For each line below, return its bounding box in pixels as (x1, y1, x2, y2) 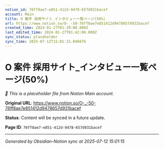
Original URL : (5, 100, 33, 106)
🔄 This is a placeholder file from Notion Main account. (5, 90, 114, 96)
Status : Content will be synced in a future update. (5, 115, 105, 121)
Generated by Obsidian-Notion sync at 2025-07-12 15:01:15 (5, 138, 125, 144)
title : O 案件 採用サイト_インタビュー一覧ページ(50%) (5, 16, 106, 21)
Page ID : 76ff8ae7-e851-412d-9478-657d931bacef (5, 124, 102, 130)
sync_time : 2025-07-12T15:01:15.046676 (5, 39, 86, 44)
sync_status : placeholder (5, 35, 58, 40)
